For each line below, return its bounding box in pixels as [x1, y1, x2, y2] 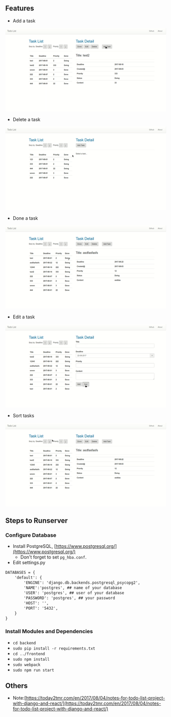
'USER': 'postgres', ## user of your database [23, 590, 125, 596]
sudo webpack [12, 662, 41, 667]
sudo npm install [12, 657, 50, 662]
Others [5, 681, 28, 690]
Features [5, 4, 34, 13]
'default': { [14, 575, 42, 581]
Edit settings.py [12, 560, 46, 566]
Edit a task [12, 314, 35, 320]
